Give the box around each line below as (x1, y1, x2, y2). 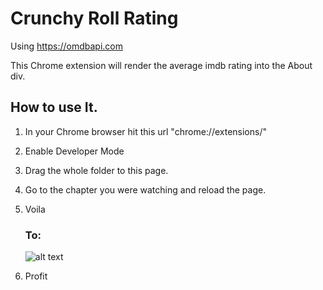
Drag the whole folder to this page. (24, 164, 169, 176)
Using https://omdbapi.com (10, 40, 123, 52)
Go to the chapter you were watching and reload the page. (24, 183, 267, 196)
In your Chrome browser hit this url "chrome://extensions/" (24, 125, 267, 137)
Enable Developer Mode (24, 145, 125, 157)
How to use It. (10, 99, 98, 116)
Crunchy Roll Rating (10, 7, 179, 30)
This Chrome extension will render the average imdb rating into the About (10, 59, 313, 71)
